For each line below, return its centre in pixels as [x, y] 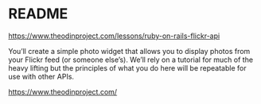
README [38, 14]
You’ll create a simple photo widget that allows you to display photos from [129, 51]
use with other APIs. [41, 76]
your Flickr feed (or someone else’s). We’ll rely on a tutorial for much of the [130, 60]
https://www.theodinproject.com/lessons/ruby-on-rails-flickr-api [114, 36]
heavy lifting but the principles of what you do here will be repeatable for [127, 67]
